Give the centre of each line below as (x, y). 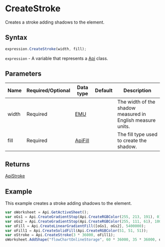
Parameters (23, 74)
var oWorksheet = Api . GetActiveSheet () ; (47, 212)
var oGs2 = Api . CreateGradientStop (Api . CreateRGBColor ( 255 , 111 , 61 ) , (79, 221)
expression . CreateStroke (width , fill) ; (46, 49)
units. (124, 127)
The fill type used (137, 135)
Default (104, 90)
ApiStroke (15, 176)
